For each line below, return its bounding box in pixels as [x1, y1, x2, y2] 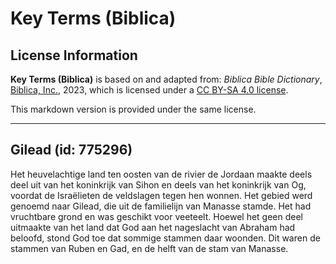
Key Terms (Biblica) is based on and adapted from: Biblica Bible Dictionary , [10, 73, 323, 85]
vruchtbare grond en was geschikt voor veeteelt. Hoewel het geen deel [10, 210, 303, 222]
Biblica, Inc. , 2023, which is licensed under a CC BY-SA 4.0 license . [10, 84, 289, 96]
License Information [10, 47, 138, 64]
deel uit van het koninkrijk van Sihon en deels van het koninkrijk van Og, [10, 178, 307, 191]
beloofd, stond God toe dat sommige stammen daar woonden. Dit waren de [10, 232, 321, 244]
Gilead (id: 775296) [10, 142, 133, 159]
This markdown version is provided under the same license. [10, 103, 257, 115]
